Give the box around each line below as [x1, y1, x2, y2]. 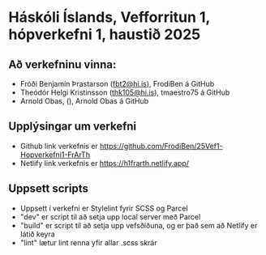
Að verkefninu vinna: [8, 57, 117, 71]
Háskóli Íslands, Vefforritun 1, [8, 8, 211, 27]
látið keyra [19, 229, 55, 239]
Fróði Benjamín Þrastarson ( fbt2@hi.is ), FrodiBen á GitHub [19, 79, 215, 88]
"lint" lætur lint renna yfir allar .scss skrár [19, 237, 158, 247]
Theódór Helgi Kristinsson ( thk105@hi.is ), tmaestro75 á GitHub [19, 87, 230, 97]
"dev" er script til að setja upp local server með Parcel [19, 211, 201, 222]
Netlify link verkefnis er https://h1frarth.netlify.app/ [19, 158, 189, 168]
